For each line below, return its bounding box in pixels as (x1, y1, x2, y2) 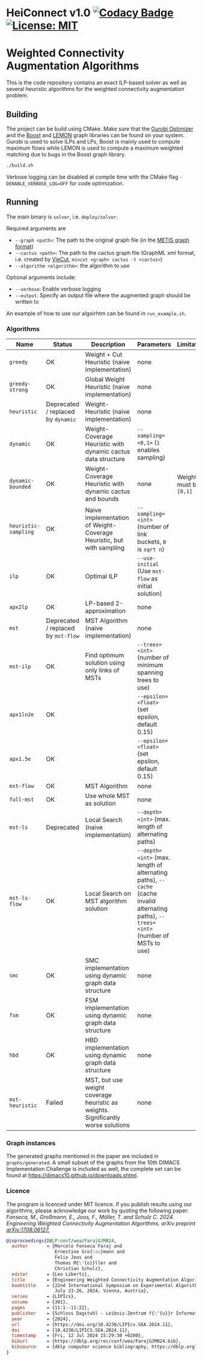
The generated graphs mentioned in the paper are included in (6, 1152, 159, 1160)
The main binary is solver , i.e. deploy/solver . (6, 213, 118, 220)
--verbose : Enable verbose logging (14, 285, 101, 292)
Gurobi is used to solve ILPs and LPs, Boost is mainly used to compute (6, 138, 180, 145)
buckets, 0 (137, 537, 167, 545)
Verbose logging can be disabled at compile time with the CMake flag (6, 173, 179, 180)
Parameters (137, 340, 171, 348)
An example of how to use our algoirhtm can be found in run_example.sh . (6, 310, 186, 317)
